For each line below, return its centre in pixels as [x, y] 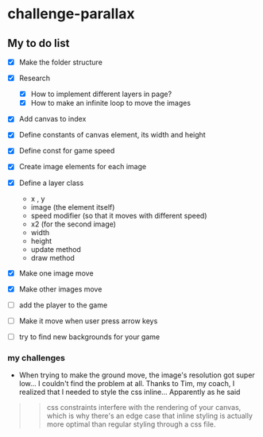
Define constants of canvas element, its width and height [112, 135]
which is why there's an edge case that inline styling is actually [150, 416]
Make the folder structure [60, 62]
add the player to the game [63, 305]
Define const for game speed [67, 151]
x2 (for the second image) [73, 224]
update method [56, 249]
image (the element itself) [73, 207]
